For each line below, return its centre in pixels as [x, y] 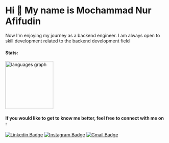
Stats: [12, 53]
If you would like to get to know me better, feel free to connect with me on [85, 118]
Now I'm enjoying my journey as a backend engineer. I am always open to [83, 35]
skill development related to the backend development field [68, 41]
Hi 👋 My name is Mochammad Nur [78, 10]
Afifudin [23, 21]
